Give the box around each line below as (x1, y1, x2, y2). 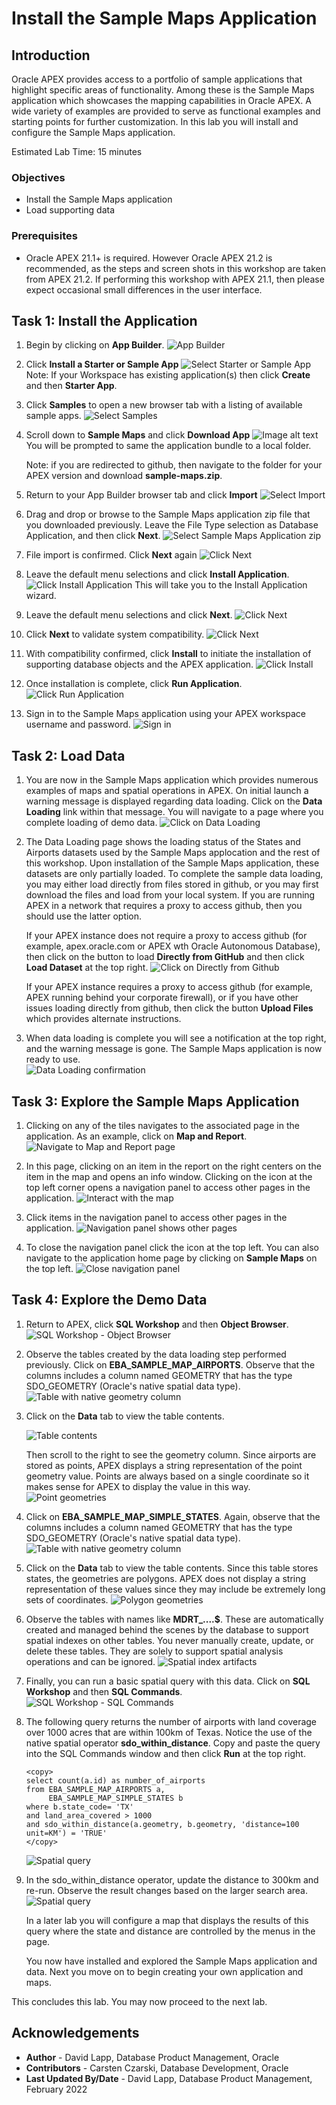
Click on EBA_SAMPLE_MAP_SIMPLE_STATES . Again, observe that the (25, 1510, 321, 1522)
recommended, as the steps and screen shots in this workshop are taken (25, 262, 326, 274)
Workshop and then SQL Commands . (25, 1685, 183, 1697)
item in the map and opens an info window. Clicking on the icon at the (25, 1171, 313, 1183)
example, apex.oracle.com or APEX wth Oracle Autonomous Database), (25, 940, 321, 952)
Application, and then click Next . (25, 530, 161, 542)
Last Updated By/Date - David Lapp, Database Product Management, (25, 2072, 313, 2084)
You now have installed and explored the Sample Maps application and (25, 1955, 318, 1967)
